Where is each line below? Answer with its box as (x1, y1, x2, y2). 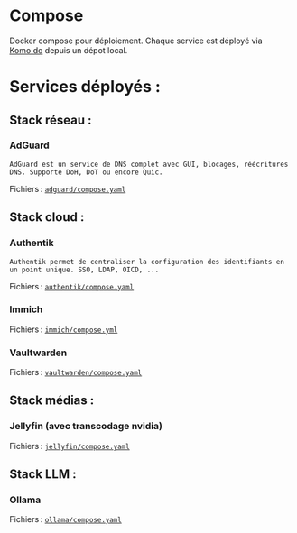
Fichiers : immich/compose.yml (9, 324, 118, 335)
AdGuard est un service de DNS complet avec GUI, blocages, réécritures (9, 160, 289, 169)
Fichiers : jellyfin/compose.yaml (9, 440, 131, 451)
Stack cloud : (9, 209, 85, 225)
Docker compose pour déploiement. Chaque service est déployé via (9, 35, 264, 46)
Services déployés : (9, 77, 161, 97)
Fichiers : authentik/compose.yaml (9, 280, 135, 291)
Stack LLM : (9, 466, 77, 482)
